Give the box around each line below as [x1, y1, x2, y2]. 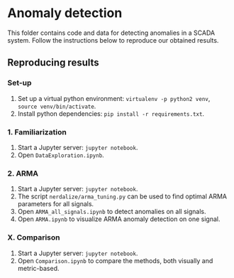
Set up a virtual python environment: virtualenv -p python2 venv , [17, 94, 211, 102]
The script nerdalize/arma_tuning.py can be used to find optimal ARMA [17, 192, 227, 201]
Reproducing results [7, 57, 99, 69]
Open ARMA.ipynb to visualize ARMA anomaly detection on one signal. [17, 215, 221, 223]
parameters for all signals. [17, 200, 94, 208]
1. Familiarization [7, 127, 67, 137]
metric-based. [17, 264, 60, 272]
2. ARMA [7, 169, 39, 178]
